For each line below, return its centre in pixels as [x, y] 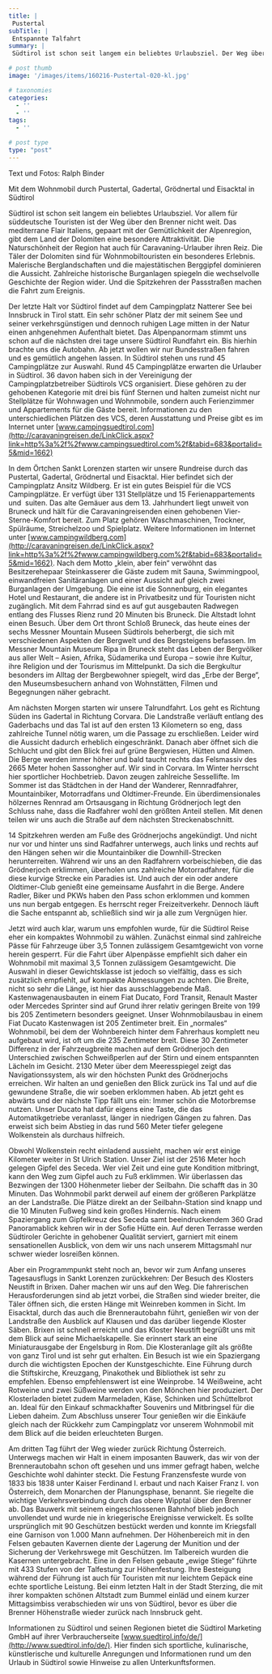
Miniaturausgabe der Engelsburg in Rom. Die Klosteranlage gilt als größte [130, 1347]
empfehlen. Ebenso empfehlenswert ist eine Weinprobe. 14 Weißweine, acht [135, 1381]
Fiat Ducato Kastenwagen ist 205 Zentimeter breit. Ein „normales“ [118, 1023]
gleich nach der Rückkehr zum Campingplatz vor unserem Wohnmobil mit [131, 1424]
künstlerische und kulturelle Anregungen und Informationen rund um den [130, 1654]
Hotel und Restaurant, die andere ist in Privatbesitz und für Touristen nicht [132, 597]
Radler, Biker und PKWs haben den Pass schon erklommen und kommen [129, 895]
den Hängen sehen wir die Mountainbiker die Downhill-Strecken [115, 852]
